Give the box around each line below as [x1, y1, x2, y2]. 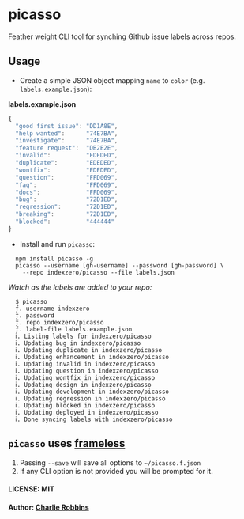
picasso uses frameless [8, 437, 126, 450]
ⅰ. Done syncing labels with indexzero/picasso [15, 415, 173, 423]
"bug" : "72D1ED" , [15, 195, 118, 203]
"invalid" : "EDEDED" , [15, 152, 118, 160]
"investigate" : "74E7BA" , [15, 137, 118, 145]
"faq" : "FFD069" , [15, 180, 118, 189]
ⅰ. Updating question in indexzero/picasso [15, 366, 159, 375]
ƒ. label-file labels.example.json [15, 325, 133, 333]
